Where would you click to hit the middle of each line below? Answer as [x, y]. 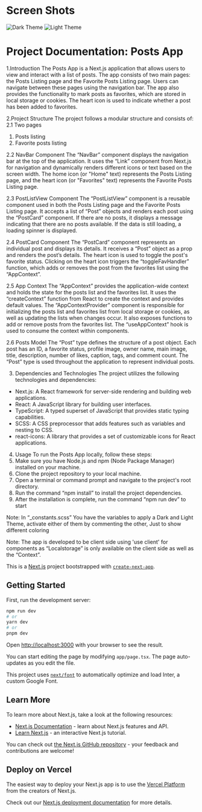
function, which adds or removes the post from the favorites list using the [97, 268]
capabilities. [30, 417]
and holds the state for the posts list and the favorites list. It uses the [91, 292]
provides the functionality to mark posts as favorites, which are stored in [96, 94]
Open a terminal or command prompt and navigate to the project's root [103, 480]
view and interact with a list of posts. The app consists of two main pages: [99, 75]
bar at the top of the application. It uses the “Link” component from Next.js [99, 161]
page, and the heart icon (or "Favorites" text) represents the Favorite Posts [99, 180]
